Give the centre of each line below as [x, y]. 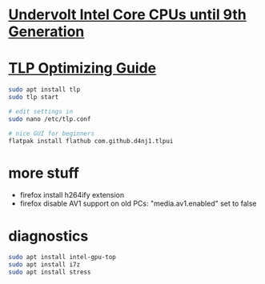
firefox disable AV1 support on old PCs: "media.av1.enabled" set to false [139, 204]
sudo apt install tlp [44, 90]
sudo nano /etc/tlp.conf [50, 119]
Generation [46, 32]
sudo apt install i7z [44, 265]
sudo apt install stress [50, 272]
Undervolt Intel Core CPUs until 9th [127, 15]
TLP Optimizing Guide [82, 68]
